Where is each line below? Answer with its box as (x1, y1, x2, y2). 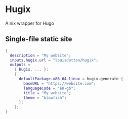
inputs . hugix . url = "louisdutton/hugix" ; (10, 57, 99, 63)
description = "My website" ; (10, 53, 71, 58)
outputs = (10, 62, 30, 68)
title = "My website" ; (23, 90, 71, 95)
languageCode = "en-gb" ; (23, 86, 76, 91)
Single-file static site (5, 35, 72, 43)
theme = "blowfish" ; (23, 95, 67, 100)
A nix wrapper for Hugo (5, 20, 54, 26)
